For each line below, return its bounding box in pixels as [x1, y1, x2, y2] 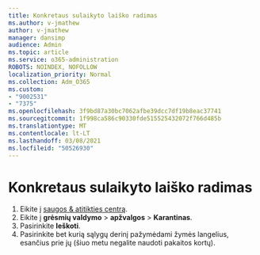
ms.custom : [8, 85, 44, 93]
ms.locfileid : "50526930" [8, 144, 94, 152]
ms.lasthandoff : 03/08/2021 [8, 136, 101, 145]
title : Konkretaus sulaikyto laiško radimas [8, 11, 158, 20]
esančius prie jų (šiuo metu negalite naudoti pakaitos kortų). [19, 238, 216, 248]
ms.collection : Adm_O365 [8, 78, 90, 86]
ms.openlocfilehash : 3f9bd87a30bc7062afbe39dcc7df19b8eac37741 [8, 108, 222, 116]
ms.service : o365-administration [8, 56, 119, 64]
